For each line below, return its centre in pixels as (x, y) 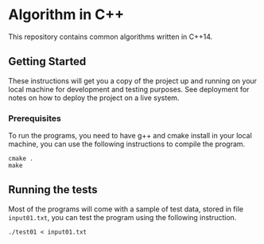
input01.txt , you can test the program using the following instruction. (122, 217)
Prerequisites (35, 118)
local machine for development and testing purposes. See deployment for (129, 89)
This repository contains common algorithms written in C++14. (111, 37)
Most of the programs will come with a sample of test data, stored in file (126, 209)
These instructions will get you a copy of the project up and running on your (132, 80)
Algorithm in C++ (66, 15)
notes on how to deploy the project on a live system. (94, 98)
